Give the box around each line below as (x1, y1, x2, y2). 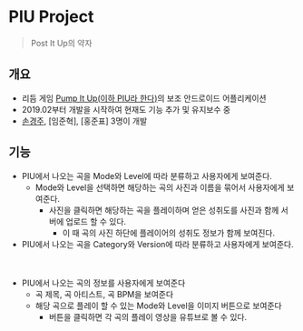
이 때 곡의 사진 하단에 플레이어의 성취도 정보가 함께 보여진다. (62, 227, 276, 238)
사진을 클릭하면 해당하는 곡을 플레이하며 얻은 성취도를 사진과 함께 (48, 205, 279, 216)
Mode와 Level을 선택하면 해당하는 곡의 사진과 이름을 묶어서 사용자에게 (34, 182, 285, 193)
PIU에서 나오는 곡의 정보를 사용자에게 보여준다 (21, 277, 186, 288)
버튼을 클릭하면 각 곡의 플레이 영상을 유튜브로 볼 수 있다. (48, 311, 247, 322)
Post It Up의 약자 (30, 37, 93, 48)
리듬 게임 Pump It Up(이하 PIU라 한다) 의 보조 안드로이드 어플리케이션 (21, 93, 267, 104)
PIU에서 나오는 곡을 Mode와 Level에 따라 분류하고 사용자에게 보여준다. (21, 170, 273, 181)
